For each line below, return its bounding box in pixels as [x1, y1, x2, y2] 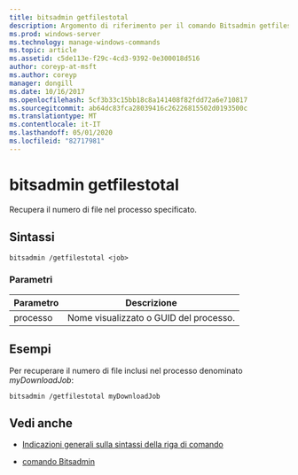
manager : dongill [9, 79, 74, 88]
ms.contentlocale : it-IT [9, 121, 101, 129]
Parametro [13, 296, 59, 308]
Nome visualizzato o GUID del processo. [67, 311, 235, 323]
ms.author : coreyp [9, 71, 77, 80]
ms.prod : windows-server [9, 29, 101, 38]
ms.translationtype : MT [9, 112, 98, 121]
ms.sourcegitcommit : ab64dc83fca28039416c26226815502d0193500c [9, 104, 248, 113]
